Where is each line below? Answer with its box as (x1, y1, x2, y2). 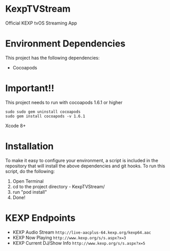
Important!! (5, 83, 54, 94)
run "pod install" (12, 189, 47, 195)
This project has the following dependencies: (5, 55, 100, 61)
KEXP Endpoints (5, 212, 76, 223)
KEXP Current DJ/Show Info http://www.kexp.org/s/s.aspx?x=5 (12, 240, 146, 246)
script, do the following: (5, 168, 55, 174)
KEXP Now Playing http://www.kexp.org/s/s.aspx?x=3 (12, 234, 126, 240)
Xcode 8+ (5, 122, 26, 129)
